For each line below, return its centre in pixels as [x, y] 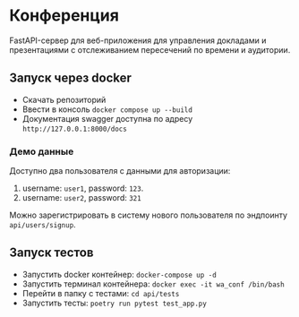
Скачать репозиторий [64, 99]
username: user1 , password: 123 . [83, 188]
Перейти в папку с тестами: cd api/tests [101, 293]
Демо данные [42, 151]
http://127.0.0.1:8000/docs [74, 129]
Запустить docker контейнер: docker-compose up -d [119, 274]
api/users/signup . [43, 225]
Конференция [64, 16]
